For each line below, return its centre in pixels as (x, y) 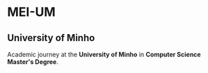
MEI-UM (31, 12)
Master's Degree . (33, 62)
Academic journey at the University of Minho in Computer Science (104, 54)
